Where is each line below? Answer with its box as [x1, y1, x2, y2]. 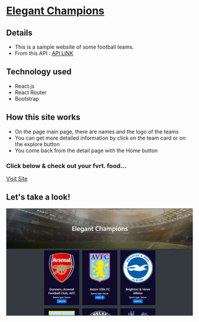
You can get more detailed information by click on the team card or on [14, 134, 186, 141]
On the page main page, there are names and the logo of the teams [14, 128, 179, 135]
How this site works [6, 112, 81, 123]
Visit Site [6, 175, 28, 182]
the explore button [14, 140, 60, 147]
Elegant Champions [6, 4, 105, 18]
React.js [14, 82, 35, 89]
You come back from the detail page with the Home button [14, 147, 158, 154]
